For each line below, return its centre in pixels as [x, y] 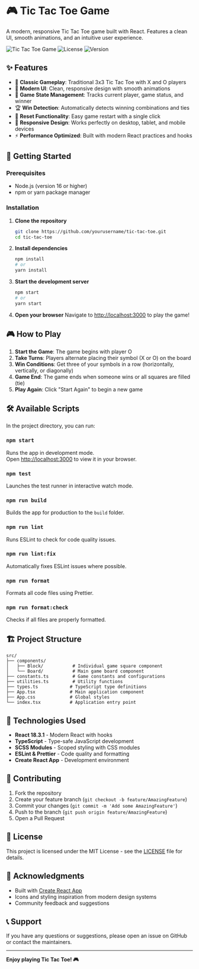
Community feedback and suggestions [62, 903]
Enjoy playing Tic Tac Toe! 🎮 [42, 960]
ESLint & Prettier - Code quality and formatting [72, 754]
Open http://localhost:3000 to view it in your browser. [72, 459]
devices [24, 129]
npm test [19, 474]
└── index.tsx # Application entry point [71, 703]
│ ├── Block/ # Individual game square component [84, 666]
